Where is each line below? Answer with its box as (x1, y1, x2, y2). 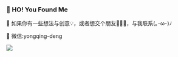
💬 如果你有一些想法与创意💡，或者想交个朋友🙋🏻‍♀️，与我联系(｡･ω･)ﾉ (6, 20, 172, 27)
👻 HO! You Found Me (6, 5, 68, 14)
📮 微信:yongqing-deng (6, 32, 63, 40)
